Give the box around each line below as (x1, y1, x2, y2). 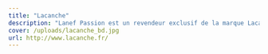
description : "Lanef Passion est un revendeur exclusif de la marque (8, 19, 245, 27)
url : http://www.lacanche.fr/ (8, 33, 109, 42)
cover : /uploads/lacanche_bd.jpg (8, 26, 120, 34)
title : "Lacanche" (8, 11, 69, 20)
